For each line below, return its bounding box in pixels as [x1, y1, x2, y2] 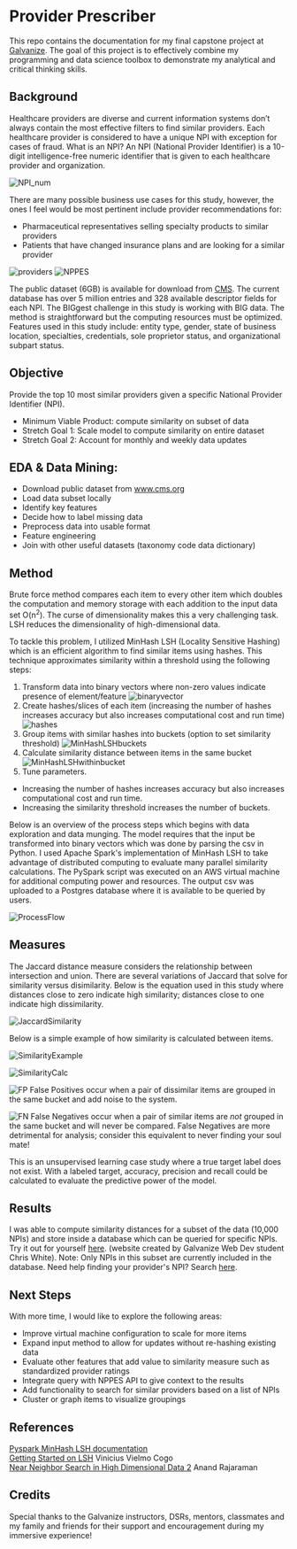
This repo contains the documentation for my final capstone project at [9, 35, 264, 46]
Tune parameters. [21, 766, 87, 777]
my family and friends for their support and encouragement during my [9, 1521, 264, 1531]
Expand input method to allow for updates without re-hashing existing [21, 1337, 277, 1348]
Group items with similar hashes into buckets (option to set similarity [21, 728, 271, 739]
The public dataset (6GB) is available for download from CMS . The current [9, 283, 280, 294]
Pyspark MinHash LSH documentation [9, 1444, 148, 1454]
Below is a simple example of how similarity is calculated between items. [9, 1033, 274, 1043]
